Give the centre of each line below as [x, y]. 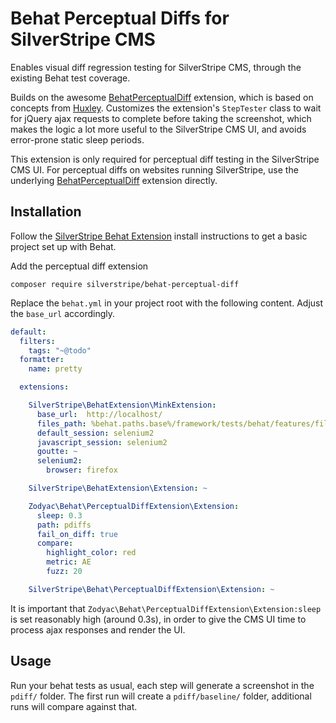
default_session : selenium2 [95, 433]
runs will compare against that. [74, 706]
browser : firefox [82, 470]
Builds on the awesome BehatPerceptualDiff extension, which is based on [162, 97]
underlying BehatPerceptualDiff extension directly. [114, 180]
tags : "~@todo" [60, 350]
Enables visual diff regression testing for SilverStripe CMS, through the [156, 67]
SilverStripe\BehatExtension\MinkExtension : [122, 405]
